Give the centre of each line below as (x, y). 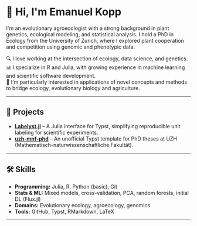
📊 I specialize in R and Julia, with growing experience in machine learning (96, 67)
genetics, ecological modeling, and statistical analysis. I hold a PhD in (90, 34)
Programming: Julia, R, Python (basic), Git (66, 186)
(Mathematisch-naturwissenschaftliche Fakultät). (74, 145)
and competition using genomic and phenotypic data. (71, 47)
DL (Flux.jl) (28, 199)
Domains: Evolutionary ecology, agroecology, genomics (82, 205)
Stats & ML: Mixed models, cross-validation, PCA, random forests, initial (102, 193)
